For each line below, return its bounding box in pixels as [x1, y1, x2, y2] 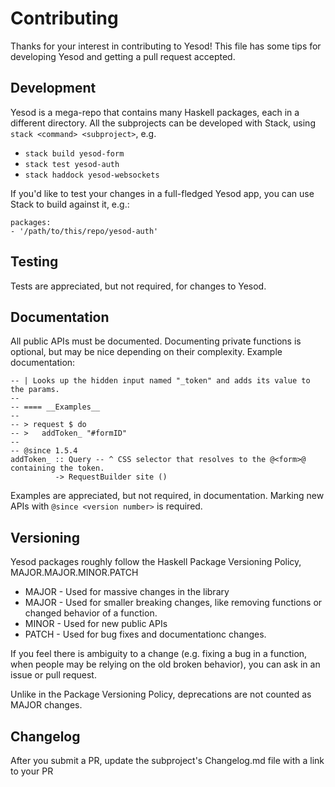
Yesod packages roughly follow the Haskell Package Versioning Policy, [10, 556, 302, 568]
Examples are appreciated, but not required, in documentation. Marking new [10, 490, 325, 502]
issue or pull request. [10, 669, 97, 681]
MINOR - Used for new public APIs [24, 618, 168, 630]
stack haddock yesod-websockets [24, 170, 160, 180]
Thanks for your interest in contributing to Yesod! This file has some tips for [10, 40, 322, 52]
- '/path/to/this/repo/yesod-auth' [10, 226, 159, 236]
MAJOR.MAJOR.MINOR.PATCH [10, 567, 139, 579]
